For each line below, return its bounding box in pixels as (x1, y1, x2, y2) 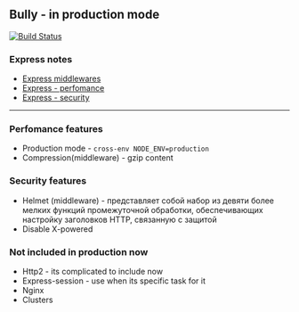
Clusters (21, 294, 53, 305)
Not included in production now (9, 245, 149, 258)
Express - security (21, 93, 91, 103)
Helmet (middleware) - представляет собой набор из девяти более (21, 195, 274, 206)
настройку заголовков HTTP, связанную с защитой (21, 214, 218, 225)
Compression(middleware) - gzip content (21, 152, 174, 163)
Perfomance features (9, 123, 104, 135)
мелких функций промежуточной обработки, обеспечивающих (21, 204, 264, 215)
